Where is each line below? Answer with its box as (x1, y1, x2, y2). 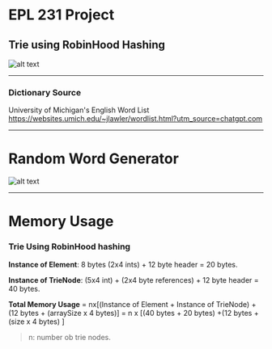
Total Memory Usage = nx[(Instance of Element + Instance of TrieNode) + (8, 299, 257, 309)
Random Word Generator (8, 149, 180, 168)
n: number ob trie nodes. (28, 332, 111, 342)
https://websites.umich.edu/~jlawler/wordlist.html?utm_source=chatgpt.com (8, 114, 263, 124)
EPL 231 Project (8, 6, 115, 24)
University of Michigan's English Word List (8, 105, 150, 115)
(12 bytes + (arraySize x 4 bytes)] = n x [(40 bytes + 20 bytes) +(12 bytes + (8, 308, 259, 317)
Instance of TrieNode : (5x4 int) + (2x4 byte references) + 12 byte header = (8, 275, 259, 284)
